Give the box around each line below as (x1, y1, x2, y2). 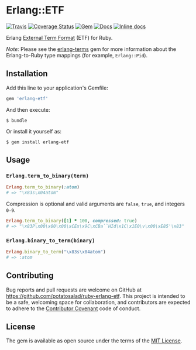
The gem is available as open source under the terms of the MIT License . (6, 337, 183, 344)
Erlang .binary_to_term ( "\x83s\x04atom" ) (6, 249, 106, 255)
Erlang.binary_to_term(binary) (6, 237, 95, 243)
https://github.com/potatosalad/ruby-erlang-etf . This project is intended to (6, 292, 185, 299)
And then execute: (6, 106, 50, 113)
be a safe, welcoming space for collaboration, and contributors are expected (6, 298, 191, 306)
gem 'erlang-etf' (6, 95, 49, 101)
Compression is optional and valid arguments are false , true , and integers (6, 200, 185, 208)
